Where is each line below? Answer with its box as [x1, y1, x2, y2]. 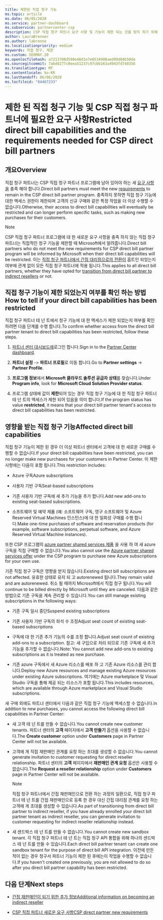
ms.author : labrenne [5, 39, 47, 44]
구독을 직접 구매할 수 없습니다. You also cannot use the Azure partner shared [5, 548, 154, 554]
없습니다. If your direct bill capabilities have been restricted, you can [19, 450, 153, 456]
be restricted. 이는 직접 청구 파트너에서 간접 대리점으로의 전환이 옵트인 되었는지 [5, 256, 156, 262]
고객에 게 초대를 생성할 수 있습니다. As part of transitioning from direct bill [12, 803, 154, 809]
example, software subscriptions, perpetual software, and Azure [12, 526, 141, 532]
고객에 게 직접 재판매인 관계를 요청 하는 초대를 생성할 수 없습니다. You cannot [12, 749, 158, 755]
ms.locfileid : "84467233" [5, 79, 57, 84]
